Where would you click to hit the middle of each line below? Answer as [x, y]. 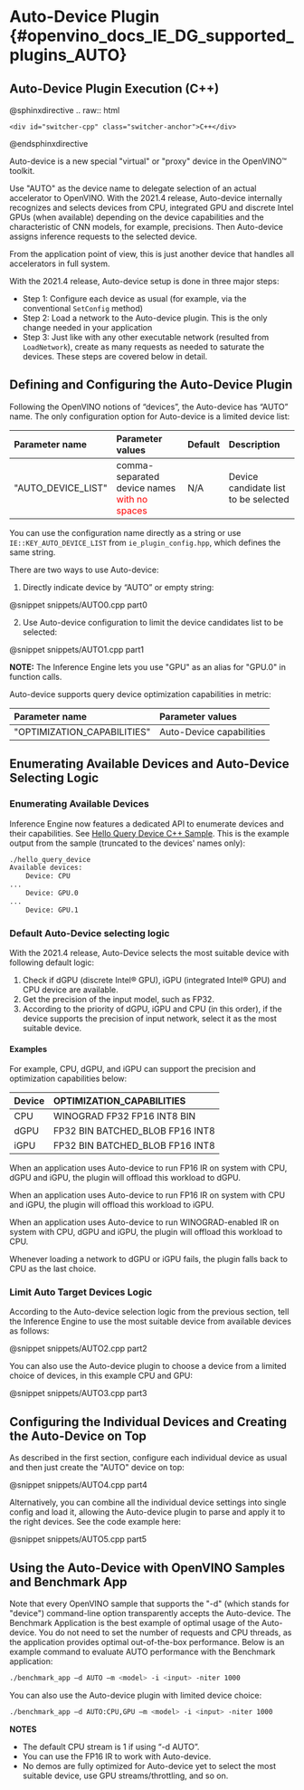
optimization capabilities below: [68, 1078]
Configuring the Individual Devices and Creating [148, 1422]
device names [146, 488]
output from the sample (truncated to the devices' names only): [128, 843]
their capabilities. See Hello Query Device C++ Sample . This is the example [149, 833]
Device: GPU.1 [52, 910]
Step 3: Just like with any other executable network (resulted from [146, 337]
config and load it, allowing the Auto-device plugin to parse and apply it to [147, 1512]
